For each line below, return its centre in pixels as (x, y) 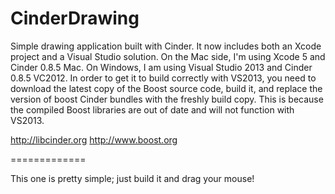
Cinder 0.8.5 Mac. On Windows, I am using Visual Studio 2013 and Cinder (161, 67)
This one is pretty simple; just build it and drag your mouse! (132, 178)
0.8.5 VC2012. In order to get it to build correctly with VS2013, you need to (163, 78)
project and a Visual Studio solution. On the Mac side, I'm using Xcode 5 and (168, 56)
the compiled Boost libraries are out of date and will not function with (152, 109)
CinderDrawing (75, 18)
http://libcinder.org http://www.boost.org (94, 139)
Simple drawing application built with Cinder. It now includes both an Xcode (166, 46)
